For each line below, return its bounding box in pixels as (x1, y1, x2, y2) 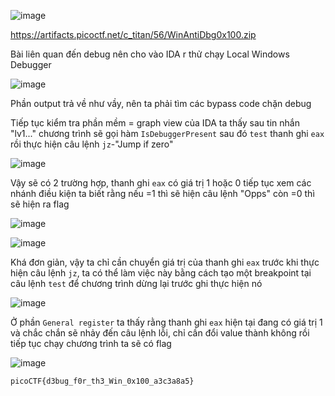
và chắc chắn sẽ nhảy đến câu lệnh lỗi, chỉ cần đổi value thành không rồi (10, 327, 310, 339)
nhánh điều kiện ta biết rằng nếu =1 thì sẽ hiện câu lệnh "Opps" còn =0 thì (10, 188, 315, 199)
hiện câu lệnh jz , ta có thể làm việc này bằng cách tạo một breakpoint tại (10, 267, 312, 279)
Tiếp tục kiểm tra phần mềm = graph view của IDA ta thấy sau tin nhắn (10, 117, 300, 129)
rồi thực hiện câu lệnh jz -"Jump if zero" (10, 138, 174, 150)
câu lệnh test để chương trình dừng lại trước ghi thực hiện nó (10, 278, 263, 289)
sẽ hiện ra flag (10, 198, 70, 210)
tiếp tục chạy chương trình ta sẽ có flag (10, 338, 172, 349)
